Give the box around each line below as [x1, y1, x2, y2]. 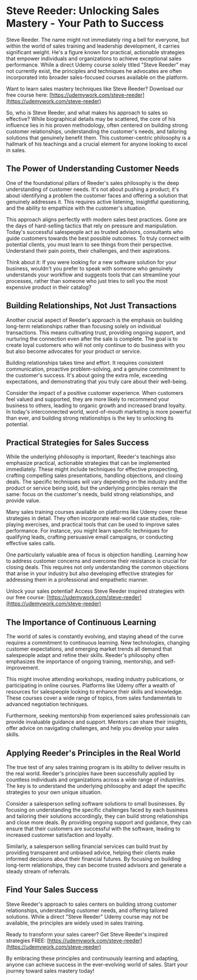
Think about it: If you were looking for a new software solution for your [6, 258, 177, 266]
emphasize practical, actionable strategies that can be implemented [6, 460, 171, 467]
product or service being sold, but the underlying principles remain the [6, 484, 178, 491]
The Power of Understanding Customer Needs [6, 164, 179, 174]
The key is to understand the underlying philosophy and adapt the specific [6, 783, 186, 789]
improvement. [6, 664, 40, 671]
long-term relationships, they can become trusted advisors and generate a [6, 862, 186, 869]
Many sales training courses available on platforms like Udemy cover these [6, 509, 188, 516]
